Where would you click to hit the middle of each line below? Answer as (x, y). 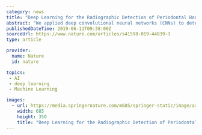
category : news (25, 12)
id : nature (25, 61)
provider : (19, 51)
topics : (16, 73)
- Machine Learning (33, 89)
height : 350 (32, 117)
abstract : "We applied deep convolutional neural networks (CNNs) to (95, 23)
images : (16, 100)
